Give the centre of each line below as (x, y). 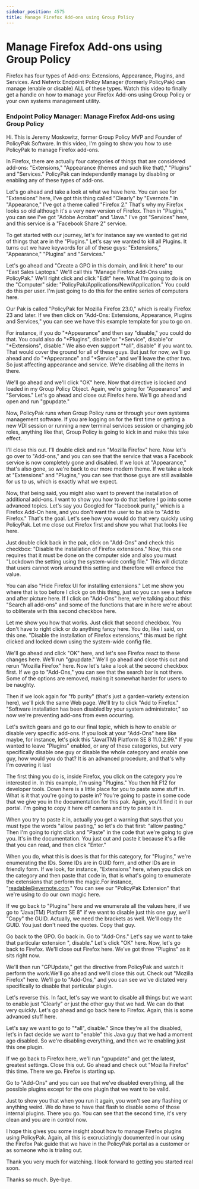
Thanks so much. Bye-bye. (39, 1179)
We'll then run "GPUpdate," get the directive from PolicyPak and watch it (95, 967)
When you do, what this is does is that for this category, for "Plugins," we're (99, 856)
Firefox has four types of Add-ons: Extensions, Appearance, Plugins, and (96, 76)
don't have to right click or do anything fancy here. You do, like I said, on (95, 628)
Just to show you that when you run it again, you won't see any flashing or (97, 1100)
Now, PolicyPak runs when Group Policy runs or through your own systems (98, 413)
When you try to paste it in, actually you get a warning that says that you (95, 819)
